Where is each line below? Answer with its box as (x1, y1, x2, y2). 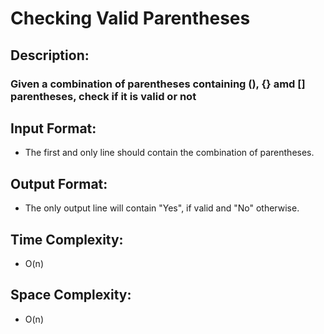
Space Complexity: (10, 287, 132, 304)
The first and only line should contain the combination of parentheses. (24, 147, 315, 159)
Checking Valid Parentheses (10, 7, 251, 30)
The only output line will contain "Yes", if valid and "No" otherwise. (24, 202, 300, 214)
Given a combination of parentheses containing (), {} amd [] (10, 77, 306, 91)
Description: (10, 47, 90, 64)
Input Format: (10, 120, 97, 137)
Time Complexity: (10, 231, 124, 248)
